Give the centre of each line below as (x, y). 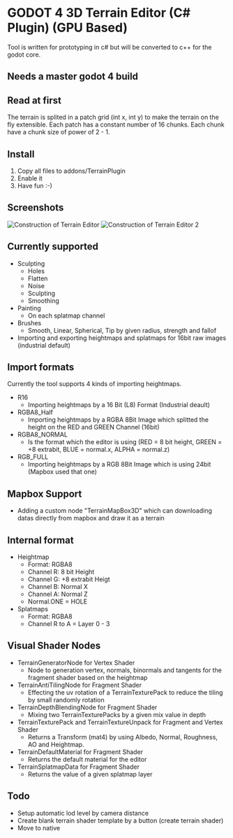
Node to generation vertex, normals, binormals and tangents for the (125, 670)
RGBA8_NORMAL (43, 434)
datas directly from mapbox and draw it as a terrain (91, 518)
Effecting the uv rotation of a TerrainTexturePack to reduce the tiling (125, 692)
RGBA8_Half (35, 412)
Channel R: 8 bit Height (61, 572)
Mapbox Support (45, 493)
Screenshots (36, 208)
